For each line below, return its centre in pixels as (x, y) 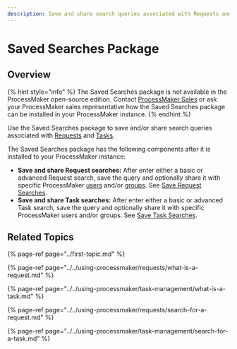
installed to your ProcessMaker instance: (66, 157)
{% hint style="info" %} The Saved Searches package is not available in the (117, 92)
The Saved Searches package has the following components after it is (109, 149)
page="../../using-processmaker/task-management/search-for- (136, 331)
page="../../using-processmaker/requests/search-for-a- (126, 310)
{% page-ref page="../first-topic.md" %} (66, 254)
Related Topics (41, 237)
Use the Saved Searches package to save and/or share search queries (110, 128)
